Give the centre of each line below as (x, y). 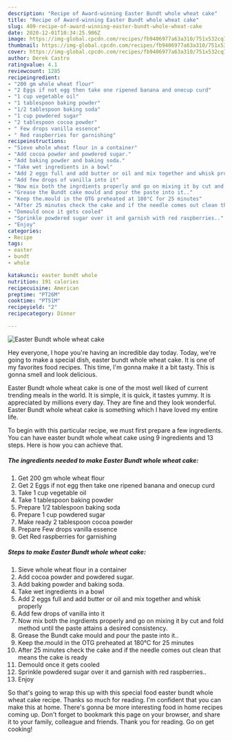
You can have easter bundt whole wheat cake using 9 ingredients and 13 (111, 437)
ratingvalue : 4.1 (33, 65)
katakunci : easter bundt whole (53, 275)
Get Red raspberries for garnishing (67, 536)
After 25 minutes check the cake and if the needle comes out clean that (119, 650)
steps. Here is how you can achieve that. (65, 445)
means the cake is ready (53, 657)
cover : (17, 52)
